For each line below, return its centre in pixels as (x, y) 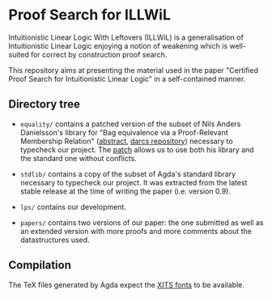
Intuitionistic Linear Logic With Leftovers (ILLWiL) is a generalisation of (126, 37)
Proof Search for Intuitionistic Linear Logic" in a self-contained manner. (127, 79)
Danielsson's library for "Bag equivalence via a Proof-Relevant (124, 132)
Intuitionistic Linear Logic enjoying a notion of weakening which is (118, 45)
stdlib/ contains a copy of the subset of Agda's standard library (128, 174)
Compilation (40, 265)
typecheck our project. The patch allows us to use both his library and (137, 149)
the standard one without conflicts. (79, 158)
